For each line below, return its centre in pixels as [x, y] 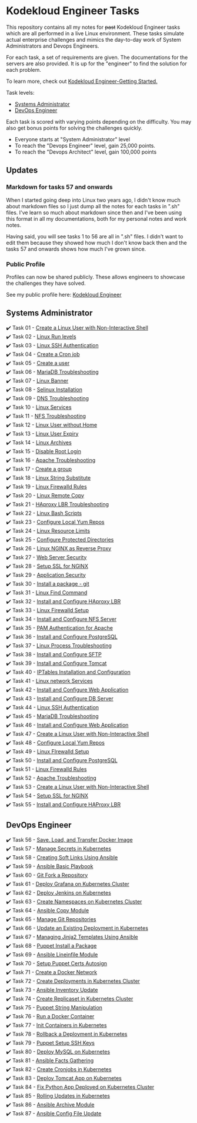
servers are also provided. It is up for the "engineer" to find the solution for [96, 64]
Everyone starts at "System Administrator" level [72, 139]
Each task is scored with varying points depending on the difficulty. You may [99, 121]
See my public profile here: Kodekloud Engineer [64, 294]
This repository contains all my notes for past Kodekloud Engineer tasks [93, 27]
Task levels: [20, 92]
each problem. [24, 69]
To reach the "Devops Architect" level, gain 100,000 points [86, 152]
